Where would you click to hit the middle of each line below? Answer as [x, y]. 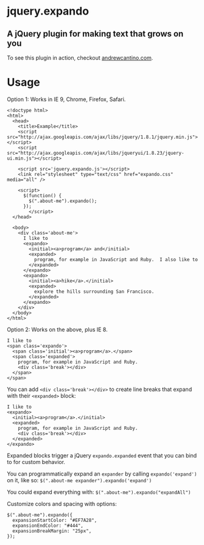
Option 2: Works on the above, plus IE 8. [58, 329]
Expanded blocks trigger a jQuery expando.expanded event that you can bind [102, 455]
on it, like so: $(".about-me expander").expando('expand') [79, 480]
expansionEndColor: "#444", [48, 526]
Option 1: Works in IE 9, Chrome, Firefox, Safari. [66, 99]
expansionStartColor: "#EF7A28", [55, 520]
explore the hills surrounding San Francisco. [94, 291]
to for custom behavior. [36, 462]
